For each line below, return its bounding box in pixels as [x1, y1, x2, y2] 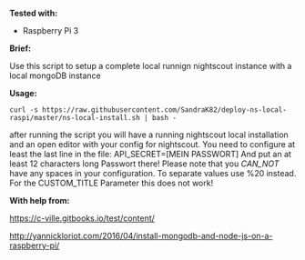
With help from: [9, 195, 70, 205]
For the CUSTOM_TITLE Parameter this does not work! [9, 177, 214, 188]
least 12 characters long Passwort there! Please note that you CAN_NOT [9, 158, 280, 169]
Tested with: [9, 8, 58, 18]
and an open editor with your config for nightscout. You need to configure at [9, 139, 296, 149]
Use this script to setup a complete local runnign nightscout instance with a [9, 61, 292, 71]
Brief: [9, 43, 32, 54]
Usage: [9, 88, 38, 98]
